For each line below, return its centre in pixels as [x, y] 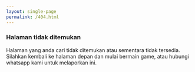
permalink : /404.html [33, 17]
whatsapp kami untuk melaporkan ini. [52, 63]
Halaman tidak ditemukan [44, 37]
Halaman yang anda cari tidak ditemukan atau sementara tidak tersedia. [93, 50]
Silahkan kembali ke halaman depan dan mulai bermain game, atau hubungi [98, 56]
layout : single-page [32, 11]
